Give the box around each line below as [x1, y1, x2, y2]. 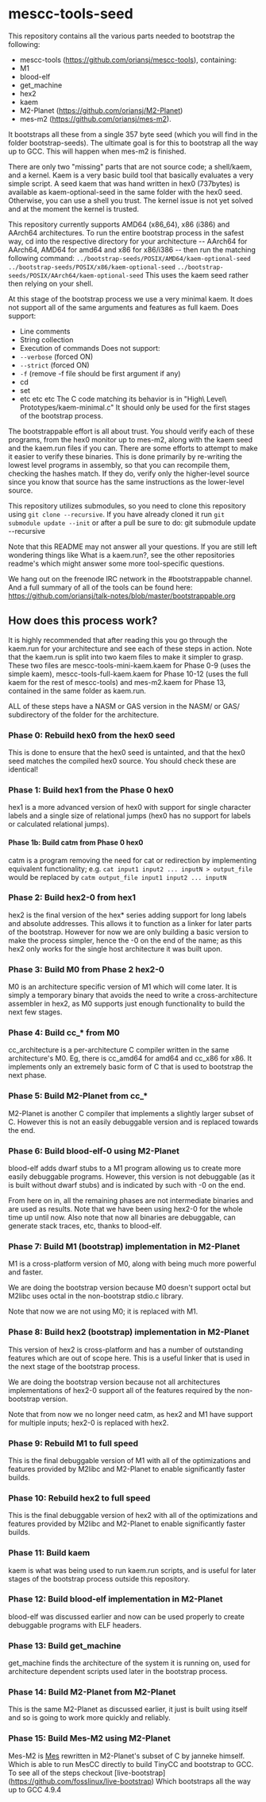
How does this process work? [8, 614, 158, 628]
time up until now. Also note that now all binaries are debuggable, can [8, 1212, 236, 1222]
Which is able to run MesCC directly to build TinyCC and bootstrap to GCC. [8, 1759, 254, 1769]
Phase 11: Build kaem [8, 1547, 91, 1559]
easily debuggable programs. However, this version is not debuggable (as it [8, 1172, 256, 1181]
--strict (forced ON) [19, 360, 90, 370]
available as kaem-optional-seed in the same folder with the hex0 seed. [8, 187, 243, 197]
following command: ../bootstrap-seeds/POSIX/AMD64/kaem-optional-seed [8, 253, 252, 263]
